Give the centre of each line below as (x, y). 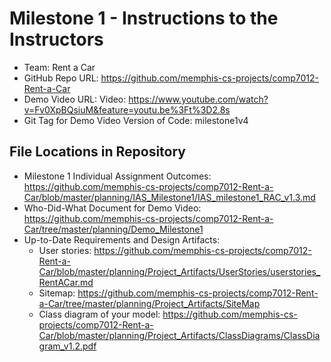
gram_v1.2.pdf (67, 346)
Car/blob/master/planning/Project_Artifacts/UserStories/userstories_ (179, 271)
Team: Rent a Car (59, 67)
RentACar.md (66, 282)
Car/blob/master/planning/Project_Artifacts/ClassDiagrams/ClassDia (179, 335)
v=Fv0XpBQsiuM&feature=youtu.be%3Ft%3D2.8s (127, 109)
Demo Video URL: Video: (75, 99)
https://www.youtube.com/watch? (198, 99)
